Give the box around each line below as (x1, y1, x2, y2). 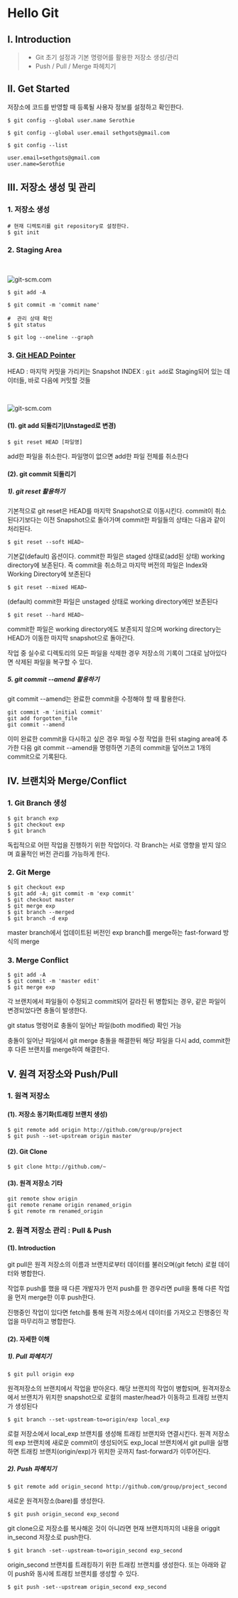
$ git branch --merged (7, 908, 75, 916)
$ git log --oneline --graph (7, 333, 94, 340)
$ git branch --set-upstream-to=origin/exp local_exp (7, 1416, 171, 1423)
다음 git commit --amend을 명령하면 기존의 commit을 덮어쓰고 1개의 (20, 743, 212, 751)
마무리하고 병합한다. (20, 1317, 76, 1326)
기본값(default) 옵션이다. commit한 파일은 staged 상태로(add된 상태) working (7, 552, 225, 560)
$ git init (7, 229, 40, 236)
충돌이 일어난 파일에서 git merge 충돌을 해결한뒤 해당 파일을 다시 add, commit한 (7, 1036, 231, 1045)
